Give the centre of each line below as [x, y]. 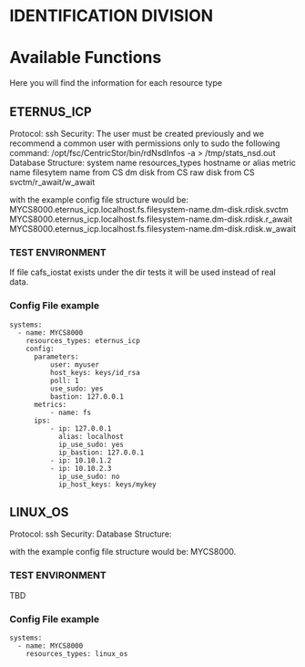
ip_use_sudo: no [89, 476]
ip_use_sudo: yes [91, 444]
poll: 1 [64, 380]
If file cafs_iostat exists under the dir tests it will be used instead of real [142, 272]
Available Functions [86, 58]
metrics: [50, 404]
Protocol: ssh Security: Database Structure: [91, 534]
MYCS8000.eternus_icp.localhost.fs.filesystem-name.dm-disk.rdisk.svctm [149, 209]
